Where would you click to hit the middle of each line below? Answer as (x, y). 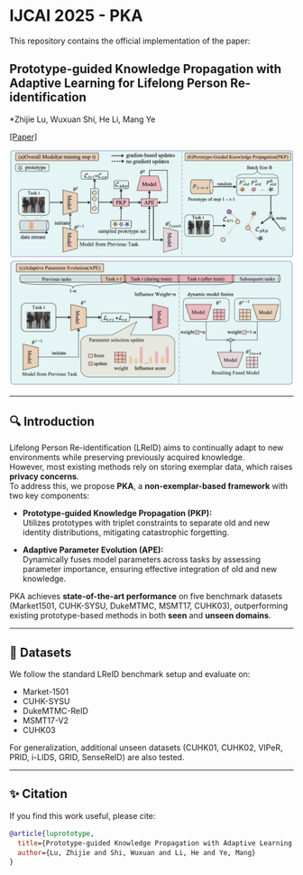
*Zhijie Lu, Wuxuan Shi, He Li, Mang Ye (83, 119)
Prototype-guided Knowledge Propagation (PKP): (117, 513)
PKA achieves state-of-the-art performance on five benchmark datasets (146, 597)
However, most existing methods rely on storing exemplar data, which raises (151, 467)
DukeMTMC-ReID (55, 710)
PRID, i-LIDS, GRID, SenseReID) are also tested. (97, 757)
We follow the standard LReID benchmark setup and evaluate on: (130, 673)
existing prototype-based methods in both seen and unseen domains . (140, 616)
